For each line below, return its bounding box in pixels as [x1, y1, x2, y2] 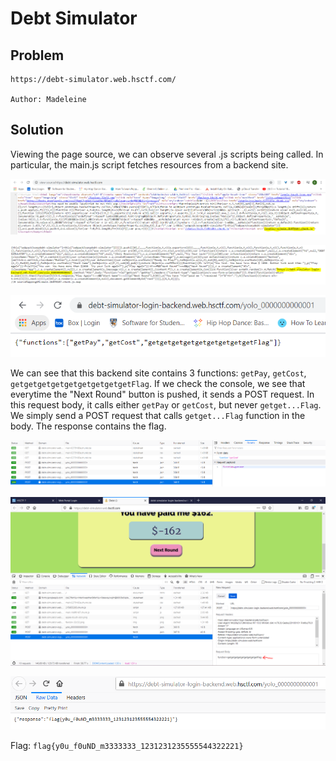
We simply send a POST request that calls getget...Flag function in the [10, 409, 306, 421]
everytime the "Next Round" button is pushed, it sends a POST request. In [10, 388, 315, 400]
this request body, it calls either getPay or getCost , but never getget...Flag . [10, 398, 322, 411]
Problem [10, 47, 65, 64]
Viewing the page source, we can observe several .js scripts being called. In [10, 148, 324, 160]
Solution [10, 122, 64, 139]
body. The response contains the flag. [10, 420, 167, 432]
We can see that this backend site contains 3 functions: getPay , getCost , [10, 367, 307, 379]
